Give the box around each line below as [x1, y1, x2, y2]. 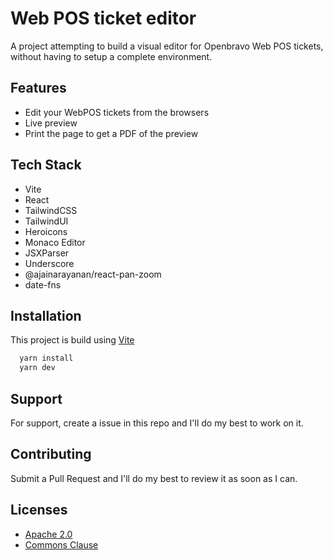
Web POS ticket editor [10, 7, 197, 30]
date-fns [24, 278, 62, 291]
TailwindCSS [24, 204, 78, 216]
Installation [10, 307, 82, 324]
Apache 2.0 [24, 528, 73, 540]
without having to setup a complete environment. [10, 50, 213, 62]
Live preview [24, 117, 78, 129]
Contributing [10, 446, 92, 463]
